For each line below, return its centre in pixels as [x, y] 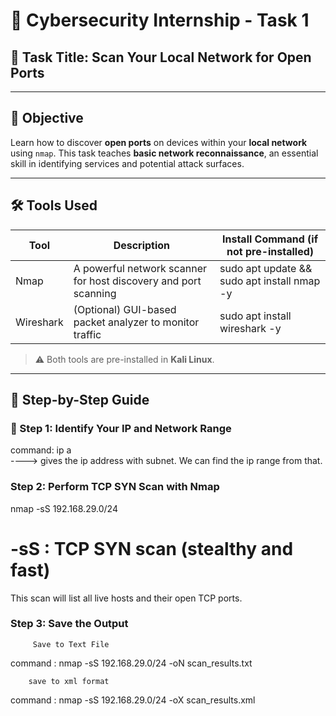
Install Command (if [270, 239]
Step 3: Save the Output [69, 624]
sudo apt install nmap [270, 281]
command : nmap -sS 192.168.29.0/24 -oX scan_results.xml [133, 700]
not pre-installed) [270, 251]
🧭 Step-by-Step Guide [80, 400]
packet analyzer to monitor [136, 322]
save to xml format [69, 681]
